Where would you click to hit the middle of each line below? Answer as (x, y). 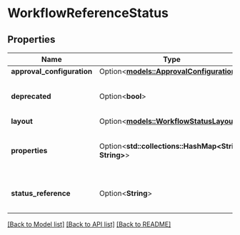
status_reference (41, 193)
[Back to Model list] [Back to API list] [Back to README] (89, 224)
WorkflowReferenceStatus (88, 13)
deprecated (31, 96)
